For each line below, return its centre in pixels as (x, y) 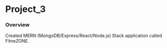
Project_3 (26, 9)
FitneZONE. (17, 41)
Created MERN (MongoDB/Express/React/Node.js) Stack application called (84, 35)
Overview (18, 25)
